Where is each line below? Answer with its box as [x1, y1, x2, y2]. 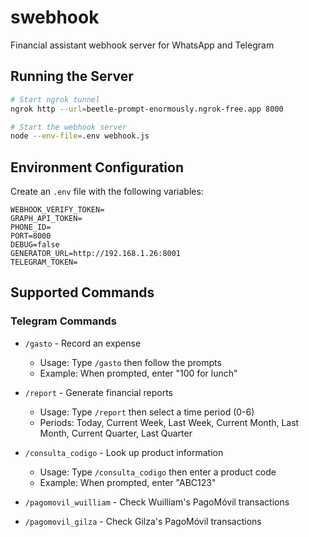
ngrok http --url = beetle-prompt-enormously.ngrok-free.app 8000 [10, 104, 284, 114]
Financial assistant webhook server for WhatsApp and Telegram [10, 39, 275, 51]
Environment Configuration [10, 159, 184, 176]
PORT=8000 [10, 231, 52, 241]
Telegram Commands [10, 314, 117, 328]
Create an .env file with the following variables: [10, 186, 204, 198]
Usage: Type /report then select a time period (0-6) [39, 406, 255, 418]
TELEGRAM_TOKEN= [10, 257, 78, 268]
